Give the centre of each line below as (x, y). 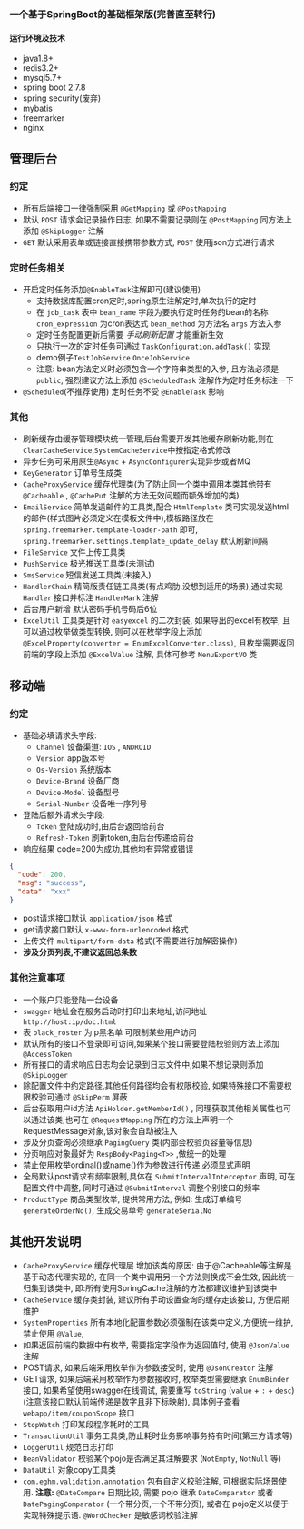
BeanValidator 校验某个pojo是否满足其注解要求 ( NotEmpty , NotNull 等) (152, 1458)
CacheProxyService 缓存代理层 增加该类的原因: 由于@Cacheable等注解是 (157, 1265)
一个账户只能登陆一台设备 (70, 1000)
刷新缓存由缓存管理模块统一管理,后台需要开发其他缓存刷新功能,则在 (148, 439)
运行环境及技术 (37, 37)
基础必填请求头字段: (59, 735)
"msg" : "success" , (53, 883)
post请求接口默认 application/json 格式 (98, 918)
